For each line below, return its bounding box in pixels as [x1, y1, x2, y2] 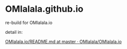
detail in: [5, 29, 23, 35]
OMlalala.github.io [5, 3, 84, 15]
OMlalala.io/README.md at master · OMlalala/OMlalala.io [5, 38, 122, 45]
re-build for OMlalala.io [5, 20, 53, 25]
